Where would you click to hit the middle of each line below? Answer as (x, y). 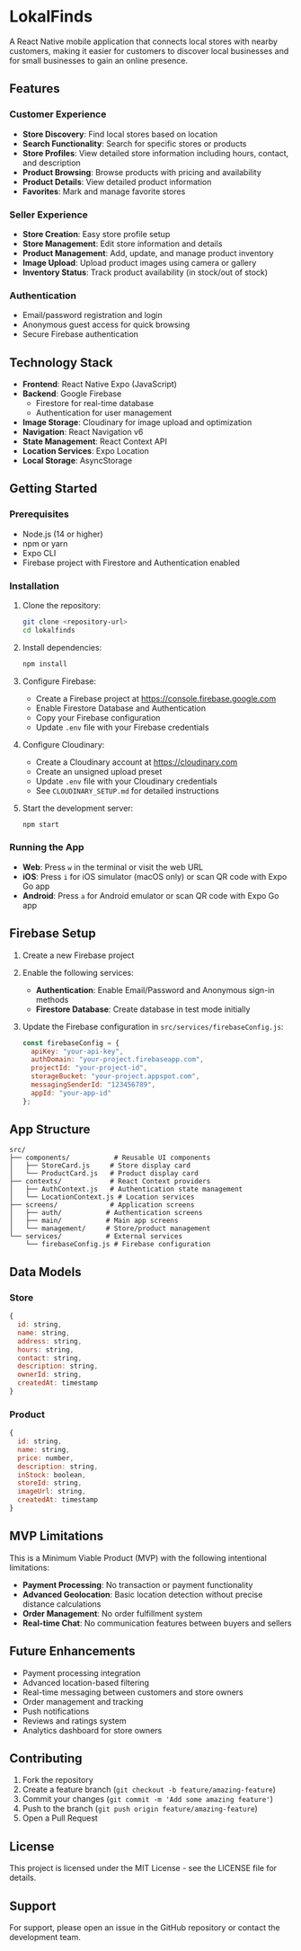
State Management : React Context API (95, 441)
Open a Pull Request (60, 1818)
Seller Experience (49, 215)
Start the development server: (78, 808)
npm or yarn (45, 543)
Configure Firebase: (59, 681)
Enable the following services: (78, 972)
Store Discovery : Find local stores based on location (120, 134)
